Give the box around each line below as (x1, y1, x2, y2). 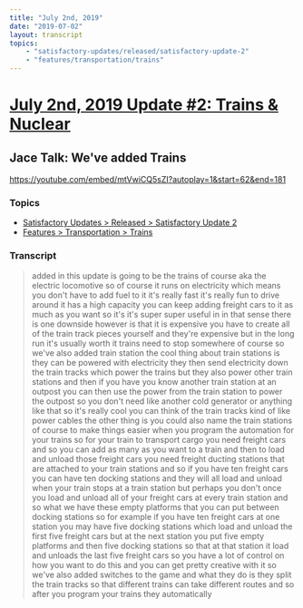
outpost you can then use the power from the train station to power (31, 386, 283, 397)
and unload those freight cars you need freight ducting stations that (31, 453, 286, 464)
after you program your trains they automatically (31, 588, 212, 599)
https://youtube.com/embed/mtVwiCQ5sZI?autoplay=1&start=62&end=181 (9, 174, 287, 184)
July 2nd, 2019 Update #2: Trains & (9, 94, 279, 115)
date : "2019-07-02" (9, 22, 83, 31)
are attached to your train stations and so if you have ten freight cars (31, 463, 288, 474)
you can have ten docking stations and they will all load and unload (31, 473, 283, 484)
